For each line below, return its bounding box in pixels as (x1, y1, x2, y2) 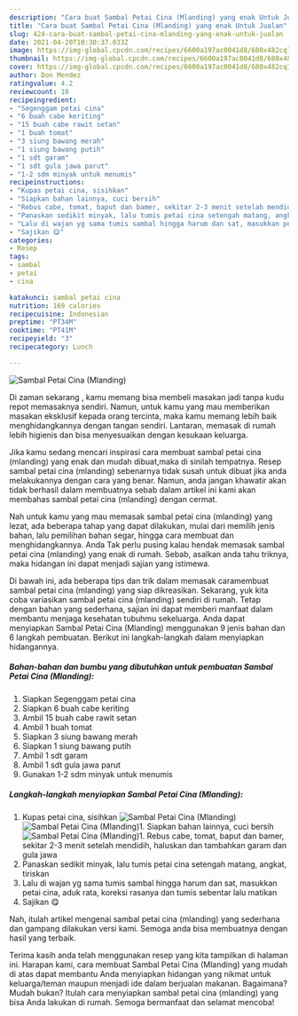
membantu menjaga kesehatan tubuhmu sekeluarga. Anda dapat (9, 613, 246, 624)
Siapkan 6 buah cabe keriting (21, 703, 129, 713)
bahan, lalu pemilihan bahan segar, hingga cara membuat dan (9, 530, 235, 540)
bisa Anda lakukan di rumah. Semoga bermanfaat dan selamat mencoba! (9, 996, 275, 1007)
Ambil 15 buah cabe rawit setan (21, 712, 137, 723)
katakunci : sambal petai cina (9, 293, 122, 302)
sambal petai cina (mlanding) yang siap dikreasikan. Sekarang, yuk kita (9, 585, 269, 595)
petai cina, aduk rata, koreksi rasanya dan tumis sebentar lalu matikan (21, 886, 278, 897)
